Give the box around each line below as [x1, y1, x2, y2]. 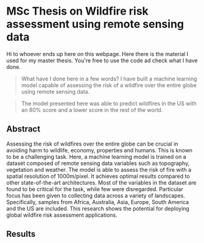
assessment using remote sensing [6, 17, 185, 31]
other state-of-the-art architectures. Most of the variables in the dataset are [6, 178, 197, 186]
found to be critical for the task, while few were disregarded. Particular [6, 185, 184, 192]
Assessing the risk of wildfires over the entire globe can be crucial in [6, 140, 178, 147]
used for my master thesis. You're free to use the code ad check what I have [6, 57, 198, 64]
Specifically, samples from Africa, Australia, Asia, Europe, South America [6, 198, 189, 205]
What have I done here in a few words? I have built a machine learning [21, 75, 197, 82]
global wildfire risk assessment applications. [6, 211, 118, 219]
